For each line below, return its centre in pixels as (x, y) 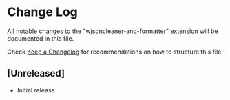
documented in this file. (41, 38)
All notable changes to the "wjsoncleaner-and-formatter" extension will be (113, 31)
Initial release (36, 90)
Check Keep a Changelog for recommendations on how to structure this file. (115, 52)
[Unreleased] (36, 73)
